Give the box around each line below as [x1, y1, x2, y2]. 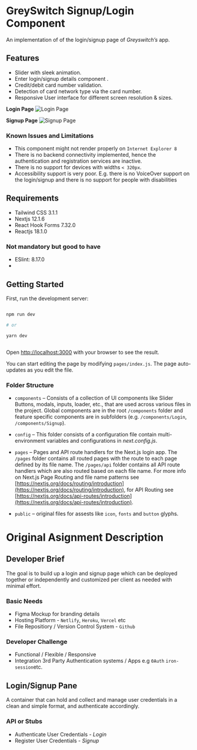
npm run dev [6, 311, 35, 317]
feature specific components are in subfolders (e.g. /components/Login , [14, 413, 187, 420]
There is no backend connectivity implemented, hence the [14, 152, 156, 159]
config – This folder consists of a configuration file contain [14, 430, 157, 437]
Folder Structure [6, 381, 54, 389]
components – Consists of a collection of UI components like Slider [14, 394, 173, 402]
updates [6, 366, 26, 373]
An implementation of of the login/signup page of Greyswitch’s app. [6, 36, 171, 43]
